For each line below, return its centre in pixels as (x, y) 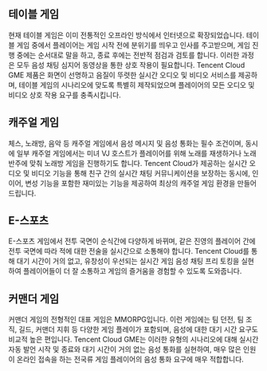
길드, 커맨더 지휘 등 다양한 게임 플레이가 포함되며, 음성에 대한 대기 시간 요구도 (139, 330)
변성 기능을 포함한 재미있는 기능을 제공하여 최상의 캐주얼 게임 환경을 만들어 (141, 183)
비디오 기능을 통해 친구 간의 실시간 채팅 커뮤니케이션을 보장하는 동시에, (141, 173)
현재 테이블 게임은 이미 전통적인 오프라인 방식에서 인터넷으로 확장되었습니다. (126, 35)
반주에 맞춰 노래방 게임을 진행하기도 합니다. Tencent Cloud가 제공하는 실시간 (128, 163)
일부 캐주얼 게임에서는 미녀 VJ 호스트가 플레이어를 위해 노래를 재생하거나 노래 (136, 153)
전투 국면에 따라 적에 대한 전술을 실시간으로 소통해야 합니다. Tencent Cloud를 (129, 251)
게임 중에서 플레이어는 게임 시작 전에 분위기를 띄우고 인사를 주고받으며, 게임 (133, 45)
